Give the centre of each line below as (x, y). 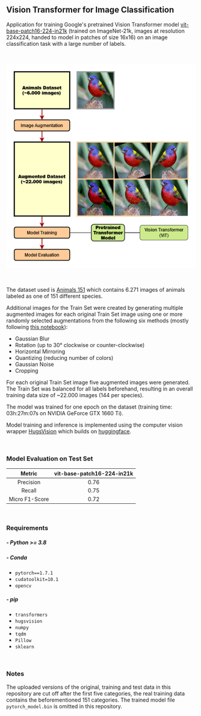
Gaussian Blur (32, 339)
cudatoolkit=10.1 (37, 580)
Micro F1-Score (29, 499)
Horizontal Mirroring (40, 351)
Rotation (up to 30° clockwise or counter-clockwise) (80, 345)
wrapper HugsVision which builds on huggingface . (69, 432)
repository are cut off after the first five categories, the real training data (96, 693)
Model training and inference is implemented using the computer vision (94, 425)
